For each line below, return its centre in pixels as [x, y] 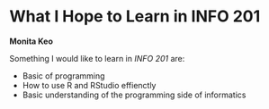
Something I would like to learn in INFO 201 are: [97, 58]
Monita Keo [31, 41]
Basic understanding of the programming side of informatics [134, 95]
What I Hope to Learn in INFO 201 [135, 17]
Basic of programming [63, 75]
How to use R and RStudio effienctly [89, 85]
